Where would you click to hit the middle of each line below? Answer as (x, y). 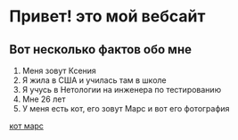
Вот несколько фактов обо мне (100, 49)
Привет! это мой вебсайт (107, 16)
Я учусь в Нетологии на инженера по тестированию (121, 90)
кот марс (27, 126)
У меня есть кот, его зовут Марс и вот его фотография (126, 108)
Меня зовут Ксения (59, 70)
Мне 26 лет (44, 99)
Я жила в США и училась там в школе (94, 80)
